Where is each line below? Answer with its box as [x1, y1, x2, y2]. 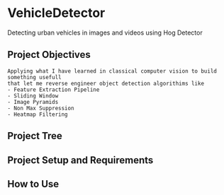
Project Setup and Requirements [7, 154, 154, 166]
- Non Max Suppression [7, 105, 74, 112]
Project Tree [7, 130, 62, 142]
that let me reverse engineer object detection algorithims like [7, 80, 204, 87]
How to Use [7, 178, 60, 190]
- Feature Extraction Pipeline [7, 86, 100, 93]
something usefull [7, 73, 62, 81]
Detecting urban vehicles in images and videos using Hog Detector [7, 28, 203, 37]
